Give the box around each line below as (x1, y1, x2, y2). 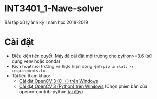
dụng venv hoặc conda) (11, 58, 60, 64)
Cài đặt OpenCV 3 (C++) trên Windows (19, 78, 98, 84)
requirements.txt (11, 68, 48, 73)
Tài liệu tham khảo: (11, 72, 50, 79)
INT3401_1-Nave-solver (4, 3, 104, 14)
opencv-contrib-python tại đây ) (19, 88, 83, 94)
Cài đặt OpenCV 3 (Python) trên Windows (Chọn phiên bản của (19, 83, 148, 89)
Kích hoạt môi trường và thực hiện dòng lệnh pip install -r (11, 63, 134, 69)
